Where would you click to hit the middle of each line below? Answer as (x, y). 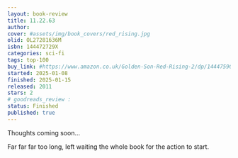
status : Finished (33, 106)
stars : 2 (20, 93)
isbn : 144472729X (33, 47)
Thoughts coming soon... (44, 132)
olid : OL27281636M (34, 40)
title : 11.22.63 (31, 21)
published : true (31, 113)
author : (19, 27)
